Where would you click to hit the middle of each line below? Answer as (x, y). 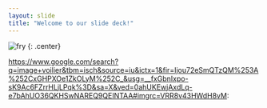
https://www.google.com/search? (64, 62)
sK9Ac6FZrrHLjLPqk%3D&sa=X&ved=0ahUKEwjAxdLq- (101, 87)
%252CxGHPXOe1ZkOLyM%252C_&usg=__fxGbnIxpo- (99, 78)
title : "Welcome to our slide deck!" (71, 23)
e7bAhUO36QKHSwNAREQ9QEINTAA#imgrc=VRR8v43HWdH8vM (118, 95)
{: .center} (44, 46)
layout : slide (32, 16)
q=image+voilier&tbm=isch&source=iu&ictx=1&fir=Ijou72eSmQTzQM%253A (133, 70)
